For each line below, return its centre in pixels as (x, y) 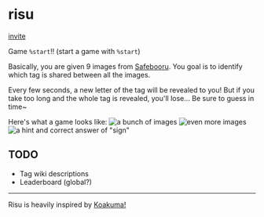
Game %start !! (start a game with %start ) (74, 51)
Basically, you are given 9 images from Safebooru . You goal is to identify (125, 66)
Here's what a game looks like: (58, 121)
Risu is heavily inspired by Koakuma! (67, 204)
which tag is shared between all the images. (79, 74)
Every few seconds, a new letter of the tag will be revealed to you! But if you (132, 90)
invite (17, 36)
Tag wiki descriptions (54, 173)
